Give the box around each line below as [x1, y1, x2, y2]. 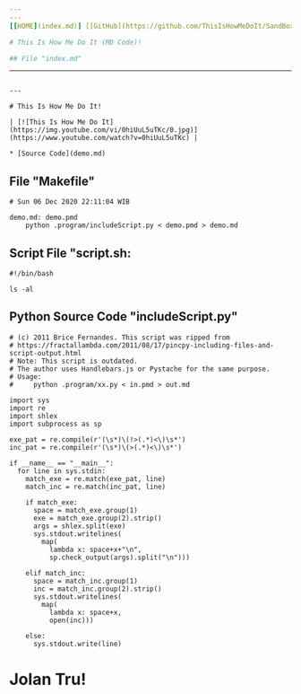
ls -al [9, 285, 34, 294]
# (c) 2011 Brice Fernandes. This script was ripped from [9, 333, 230, 342]
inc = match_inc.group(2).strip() [32, 584, 163, 593]
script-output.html [9, 348, 82, 357]
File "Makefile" [9, 173, 96, 189]
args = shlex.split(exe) [32, 522, 126, 531]
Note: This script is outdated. [17, 356, 139, 365]
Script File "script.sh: [9, 245, 132, 260]
